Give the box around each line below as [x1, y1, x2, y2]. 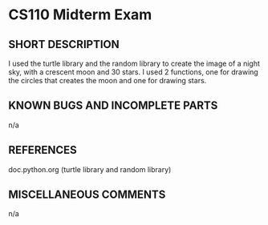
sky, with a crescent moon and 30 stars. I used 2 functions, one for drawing [8, 67, 258, 77]
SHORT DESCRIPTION [8, 38, 120, 51]
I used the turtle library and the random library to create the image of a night [8, 58, 261, 68]
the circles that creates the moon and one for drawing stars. [8, 76, 207, 85]
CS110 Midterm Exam [8, 6, 152, 24]
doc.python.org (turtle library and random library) [8, 164, 172, 174]
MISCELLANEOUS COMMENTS [8, 188, 166, 202]
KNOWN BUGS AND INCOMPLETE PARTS [8, 98, 218, 113]
